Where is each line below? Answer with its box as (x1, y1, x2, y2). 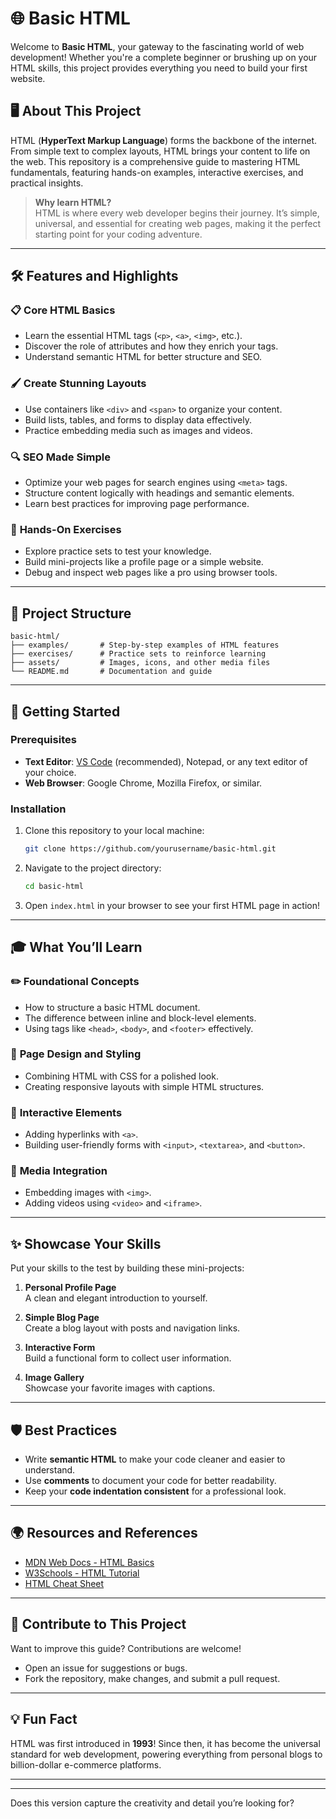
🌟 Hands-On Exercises (10, 522, 122, 536)
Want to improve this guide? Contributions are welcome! (10, 1642, 242, 1654)
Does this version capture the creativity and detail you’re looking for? (10, 1797, 295, 1809)
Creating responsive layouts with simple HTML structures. (24, 1080, 265, 1092)
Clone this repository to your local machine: (24, 825, 205, 837)
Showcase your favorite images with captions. (24, 1382, 216, 1394)
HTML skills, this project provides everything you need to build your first (10, 62, 308, 74)
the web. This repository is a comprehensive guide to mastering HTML (10, 155, 301, 167)
